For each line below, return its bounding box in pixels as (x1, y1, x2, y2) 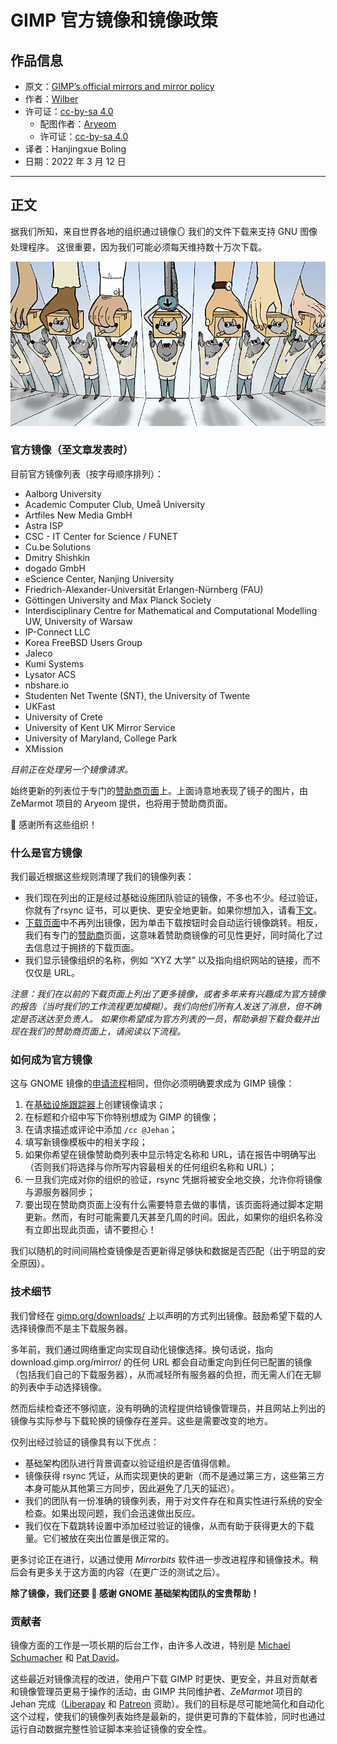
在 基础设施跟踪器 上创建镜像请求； (24, 1099, 166, 1111)
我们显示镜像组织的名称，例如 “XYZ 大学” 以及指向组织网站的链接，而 (24, 954, 312, 966)
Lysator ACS (24, 668, 77, 680)
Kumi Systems (24, 657, 85, 670)
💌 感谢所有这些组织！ (10, 818, 98, 830)
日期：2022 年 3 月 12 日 (24, 156, 127, 167)
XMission (24, 742, 64, 755)
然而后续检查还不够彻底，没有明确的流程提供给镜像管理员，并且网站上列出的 (10, 1402, 326, 1414)
